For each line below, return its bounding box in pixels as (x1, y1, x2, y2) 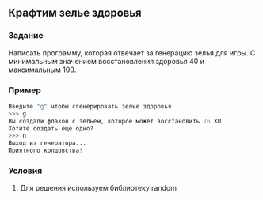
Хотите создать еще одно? (8, 124, 93, 133)
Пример (8, 85, 42, 96)
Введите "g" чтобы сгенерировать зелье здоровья (8, 102, 172, 110)
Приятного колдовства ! (8, 146, 83, 155)
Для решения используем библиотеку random (19, 183, 177, 193)
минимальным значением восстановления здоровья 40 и (8, 56, 204, 66)
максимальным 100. (8, 65, 77, 74)
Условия (8, 165, 43, 176)
